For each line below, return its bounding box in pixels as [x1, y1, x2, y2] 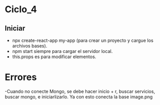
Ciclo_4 [5, 4, 37, 15]
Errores [5, 71, 37, 83]
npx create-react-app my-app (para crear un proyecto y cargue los [12, 37, 154, 43]
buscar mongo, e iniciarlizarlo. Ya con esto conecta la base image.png [5, 93, 153, 100]
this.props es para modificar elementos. [12, 54, 97, 60]
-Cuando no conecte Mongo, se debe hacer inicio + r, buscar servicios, [5, 88, 155, 94]
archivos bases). [12, 43, 48, 49]
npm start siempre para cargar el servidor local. [12, 48, 113, 54]
